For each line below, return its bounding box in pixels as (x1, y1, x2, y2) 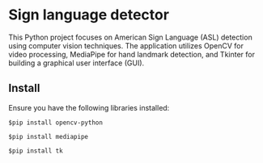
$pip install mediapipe (8, 132, 89, 140)
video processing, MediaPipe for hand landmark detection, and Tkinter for (8, 49, 255, 59)
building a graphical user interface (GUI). (8, 58, 145, 68)
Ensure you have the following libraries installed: (8, 102, 170, 112)
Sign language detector (8, 6, 170, 24)
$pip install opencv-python (8, 119, 104, 127)
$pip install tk (8, 147, 63, 155)
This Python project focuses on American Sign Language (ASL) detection (8, 32, 252, 42)
